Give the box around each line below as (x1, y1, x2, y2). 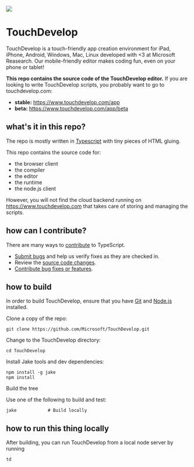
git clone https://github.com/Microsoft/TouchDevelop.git (6, 327, 150, 332)
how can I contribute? (6, 226, 87, 236)
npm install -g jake (6, 369, 57, 376)
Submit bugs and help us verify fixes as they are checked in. (14, 252, 160, 260)
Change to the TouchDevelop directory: (6, 336, 101, 344)
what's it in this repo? (6, 122, 86, 132)
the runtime (14, 178, 43, 186)
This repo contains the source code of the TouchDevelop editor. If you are (6, 75, 188, 82)
